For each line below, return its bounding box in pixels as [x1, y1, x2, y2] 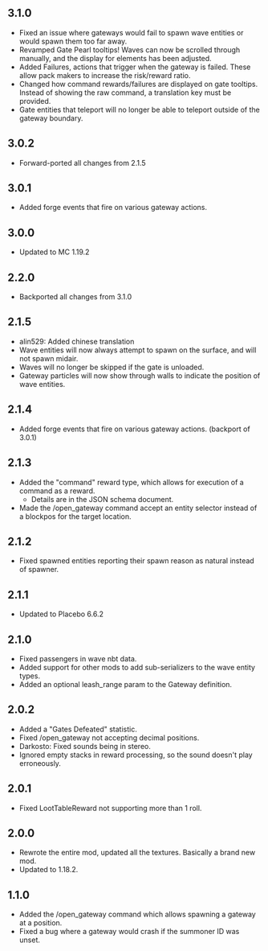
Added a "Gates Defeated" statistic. [18, 724, 137, 734]
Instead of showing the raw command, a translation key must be [18, 88, 232, 97]
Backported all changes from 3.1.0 [18, 292, 132, 302]
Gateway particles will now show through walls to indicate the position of [18, 370, 261, 381]
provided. [18, 96, 51, 105]
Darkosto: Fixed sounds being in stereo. [18, 741, 152, 751]
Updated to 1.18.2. [18, 865, 79, 875]
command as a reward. [18, 486, 95, 496]
